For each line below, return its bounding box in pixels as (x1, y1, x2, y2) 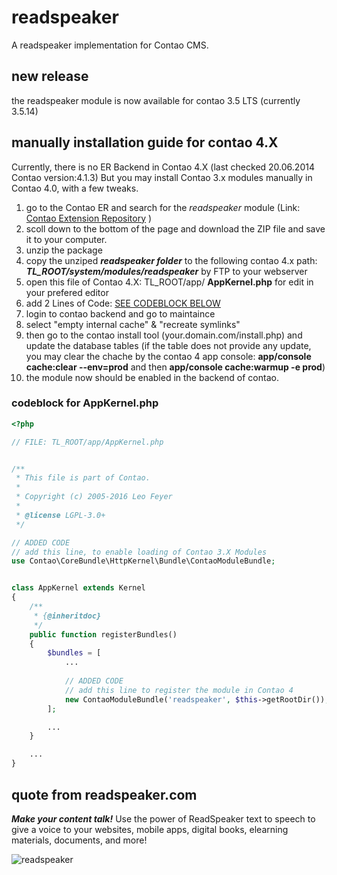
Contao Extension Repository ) (25, 212, 153, 224)
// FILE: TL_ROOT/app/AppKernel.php (11, 437, 164, 447)
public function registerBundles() (29, 629, 178, 640)
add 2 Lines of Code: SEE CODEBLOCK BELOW (25, 297, 221, 309)
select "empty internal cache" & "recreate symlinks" (25, 318, 241, 330)
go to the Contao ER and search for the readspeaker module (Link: (25, 201, 301, 213)
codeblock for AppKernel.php (11, 396, 159, 410)
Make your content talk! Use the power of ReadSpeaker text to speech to (11, 812, 316, 825)
